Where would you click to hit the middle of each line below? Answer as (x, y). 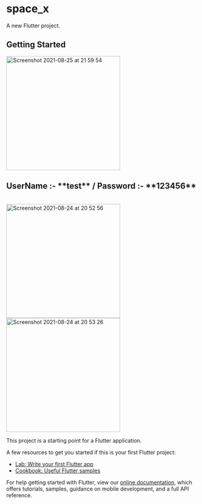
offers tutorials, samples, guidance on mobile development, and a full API (98, 489)
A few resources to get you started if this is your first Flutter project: (91, 452)
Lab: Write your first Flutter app (54, 464)
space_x (28, 9)
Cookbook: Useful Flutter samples (58, 471)
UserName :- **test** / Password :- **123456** (101, 186)
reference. (19, 495)
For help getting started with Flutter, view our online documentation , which (99, 482)
